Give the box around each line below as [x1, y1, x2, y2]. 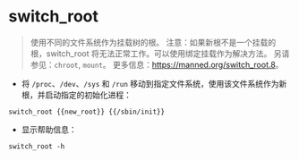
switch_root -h [8, 141, 65, 151]
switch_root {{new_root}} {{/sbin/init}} [8, 107, 166, 116]
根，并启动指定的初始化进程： [21, 89, 132, 100]
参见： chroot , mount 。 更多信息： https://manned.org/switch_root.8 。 [30, 59, 284, 70]
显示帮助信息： [21, 123, 77, 135]
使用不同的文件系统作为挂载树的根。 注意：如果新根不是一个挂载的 [30, 37, 277, 47]
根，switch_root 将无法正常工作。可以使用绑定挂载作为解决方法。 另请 [30, 47, 290, 59]
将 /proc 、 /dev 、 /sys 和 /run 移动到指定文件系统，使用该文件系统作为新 [21, 78, 287, 88]
